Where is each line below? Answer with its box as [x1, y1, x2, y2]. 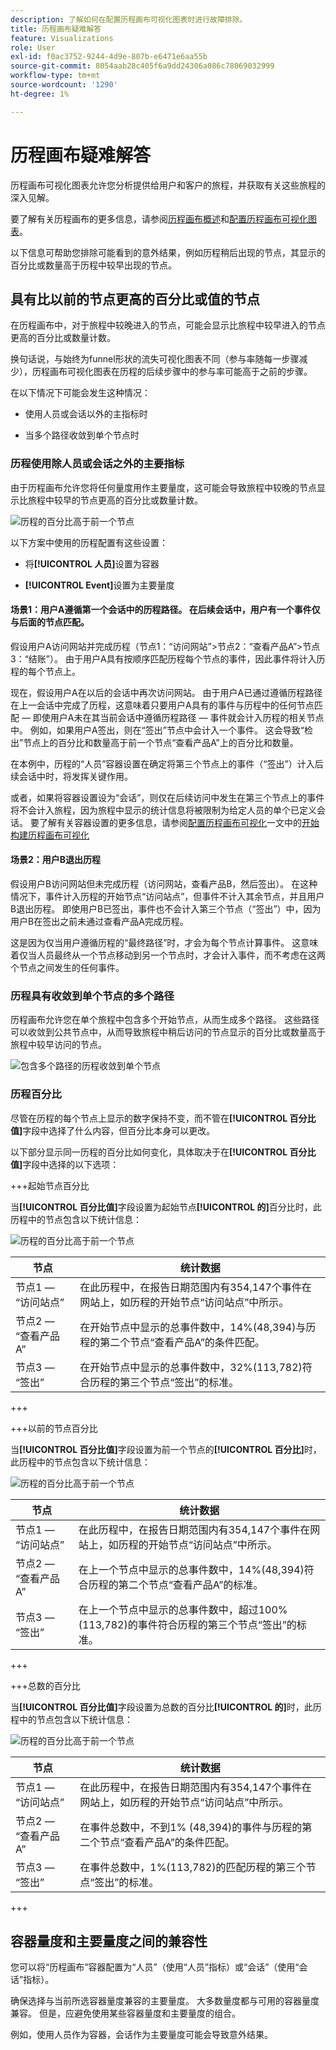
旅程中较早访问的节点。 [10, 1039, 107, 1051]
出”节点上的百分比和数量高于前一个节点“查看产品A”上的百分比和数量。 [10, 736, 299, 748]
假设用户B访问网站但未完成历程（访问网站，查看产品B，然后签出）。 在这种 [10, 878, 318, 890]
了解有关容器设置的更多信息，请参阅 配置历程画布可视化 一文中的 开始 [38, 816, 320, 828]
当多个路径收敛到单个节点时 [24, 429, 140, 441]
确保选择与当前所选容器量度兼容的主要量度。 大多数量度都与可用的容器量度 [10, 1995, 320, 2007]
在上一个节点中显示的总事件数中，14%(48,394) [78, 1562, 305, 1576]
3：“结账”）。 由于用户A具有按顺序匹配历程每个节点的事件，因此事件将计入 [10, 652, 317, 665]
